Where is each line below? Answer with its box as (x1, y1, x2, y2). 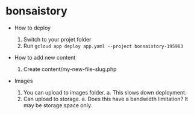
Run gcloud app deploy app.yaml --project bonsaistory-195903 (23, 42, 183, 49)
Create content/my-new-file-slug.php (23, 65, 117, 73)
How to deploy (14, 24, 51, 31)
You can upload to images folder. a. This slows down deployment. (23, 89, 187, 96)
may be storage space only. (23, 101, 93, 109)
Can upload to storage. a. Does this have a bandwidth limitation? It (23, 95, 188, 102)
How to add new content (14, 54, 76, 61)
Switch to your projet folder (23, 36, 92, 43)
